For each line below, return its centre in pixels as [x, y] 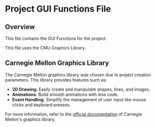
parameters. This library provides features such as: [56, 80]
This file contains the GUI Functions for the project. [56, 38]
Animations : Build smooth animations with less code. [65, 94]
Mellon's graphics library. [30, 119]
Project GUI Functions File [58, 9]
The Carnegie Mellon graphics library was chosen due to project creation [78, 75]
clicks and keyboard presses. [41, 105]
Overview [20, 27]
